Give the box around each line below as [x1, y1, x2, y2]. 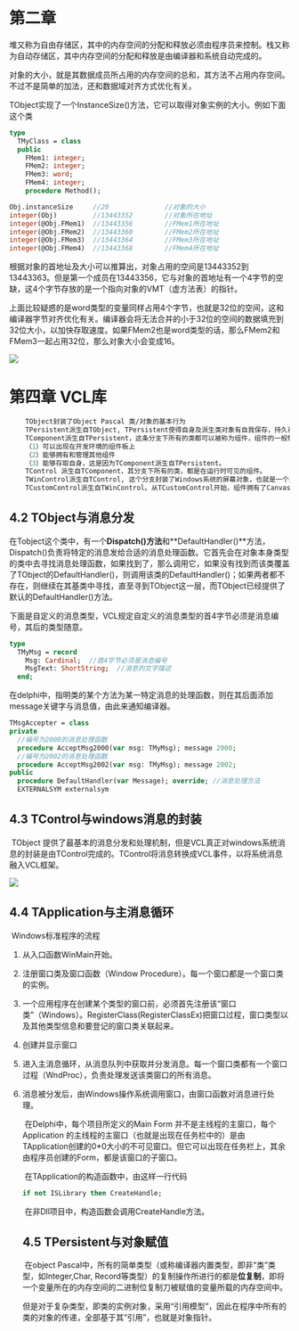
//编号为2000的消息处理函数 [17, 735, 109, 744]
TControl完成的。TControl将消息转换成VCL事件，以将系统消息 [55, 848, 283, 859]
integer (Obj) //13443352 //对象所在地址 [9, 210, 213, 219]
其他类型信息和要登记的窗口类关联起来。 [29, 1020, 179, 1031]
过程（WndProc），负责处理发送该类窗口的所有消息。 [21, 1069, 216, 1080]
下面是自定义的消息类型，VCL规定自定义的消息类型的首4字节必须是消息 [9, 610, 271, 620]
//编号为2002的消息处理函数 [17, 752, 109, 760]
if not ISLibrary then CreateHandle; [21, 1188, 163, 1197]
